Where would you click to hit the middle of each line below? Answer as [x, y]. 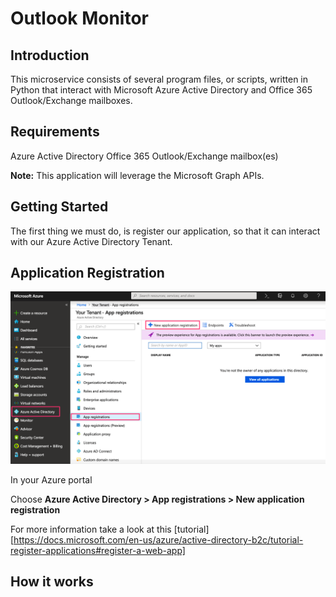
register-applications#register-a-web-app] [98, 551]
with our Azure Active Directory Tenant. [91, 241]
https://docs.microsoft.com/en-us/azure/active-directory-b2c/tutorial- [158, 540]
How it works [52, 582]
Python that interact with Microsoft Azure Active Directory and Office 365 [161, 90]
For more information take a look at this [91, 529]
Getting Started [59, 207]
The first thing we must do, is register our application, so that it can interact [165, 231]
